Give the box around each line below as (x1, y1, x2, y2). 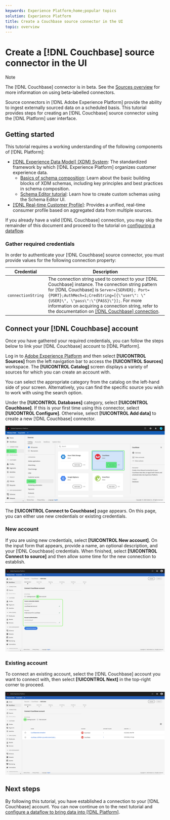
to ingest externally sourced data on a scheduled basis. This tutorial (5, 104, 147, 111)
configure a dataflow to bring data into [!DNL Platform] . (5, 809, 120, 815)
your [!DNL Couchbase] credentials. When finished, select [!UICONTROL (5, 548, 158, 554)
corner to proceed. (5, 682, 45, 688)
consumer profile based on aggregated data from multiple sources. (12, 207, 153, 213)
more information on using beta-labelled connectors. (5, 89, 115, 96)
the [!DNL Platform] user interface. (5, 116, 77, 122)
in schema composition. (20, 185, 70, 192)
